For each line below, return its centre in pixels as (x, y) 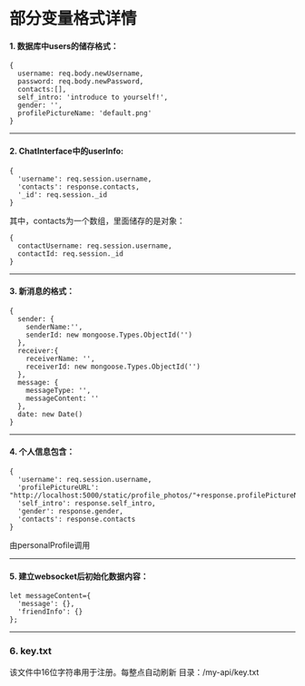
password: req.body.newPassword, (81, 82)
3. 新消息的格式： (42, 291)
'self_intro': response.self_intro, (87, 504)
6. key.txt (30, 652)
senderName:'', (54, 327)
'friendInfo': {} (50, 612)
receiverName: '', (60, 358)
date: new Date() (50, 414)
